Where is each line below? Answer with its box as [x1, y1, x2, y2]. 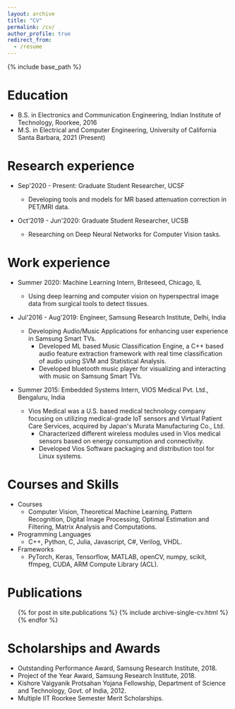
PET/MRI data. [28, 202, 70, 211]
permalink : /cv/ [7, 23, 55, 30]
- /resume [13, 43, 42, 50]
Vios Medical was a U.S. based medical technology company [28, 406, 206, 415]
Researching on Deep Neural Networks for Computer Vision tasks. [28, 230, 221, 238]
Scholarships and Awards [7, 640, 161, 656]
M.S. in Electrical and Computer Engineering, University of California [17, 125, 217, 134]
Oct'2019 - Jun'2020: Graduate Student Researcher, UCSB [17, 216, 189, 225]
